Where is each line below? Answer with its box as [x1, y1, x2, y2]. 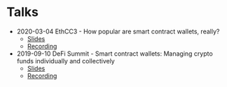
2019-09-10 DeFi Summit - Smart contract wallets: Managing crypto [16, 49, 213, 58]
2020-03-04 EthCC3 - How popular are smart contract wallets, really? [16, 27, 220, 35]
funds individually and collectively [16, 56, 115, 65]
